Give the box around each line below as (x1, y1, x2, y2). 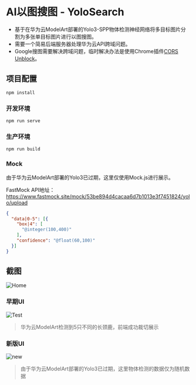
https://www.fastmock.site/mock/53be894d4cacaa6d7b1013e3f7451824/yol (6, 192, 190, 200)
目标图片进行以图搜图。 (40, 33, 97, 40)
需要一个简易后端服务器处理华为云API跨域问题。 (14, 40, 131, 47)
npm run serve (6, 118, 41, 124)
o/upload (6, 199, 28, 206)
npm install (6, 90, 35, 95)
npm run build (6, 146, 41, 152)
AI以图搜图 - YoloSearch (6, 5, 125, 19)
